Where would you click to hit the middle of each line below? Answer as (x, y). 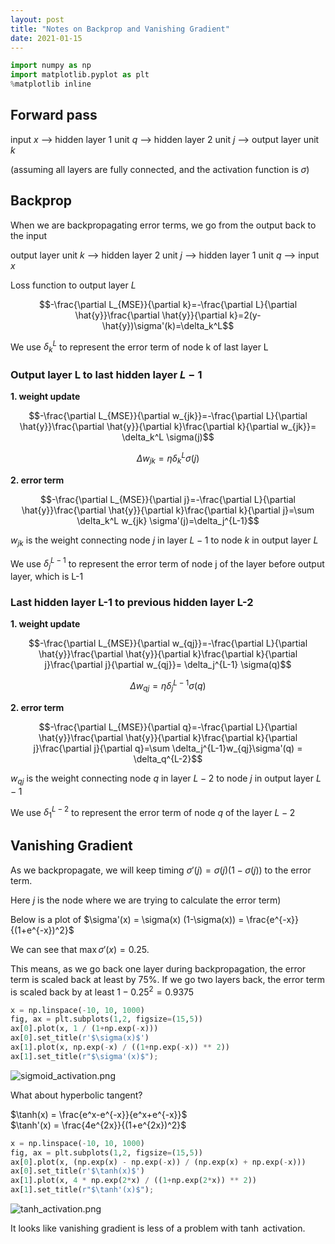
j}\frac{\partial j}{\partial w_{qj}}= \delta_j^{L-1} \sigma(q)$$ (168, 665)
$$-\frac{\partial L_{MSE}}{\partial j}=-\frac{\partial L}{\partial (168, 499)
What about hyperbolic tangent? (76, 1095)
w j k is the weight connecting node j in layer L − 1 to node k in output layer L (164, 541)
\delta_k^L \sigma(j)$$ (168, 437)
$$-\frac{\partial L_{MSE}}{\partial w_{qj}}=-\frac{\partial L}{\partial (168, 643)
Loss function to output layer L (73, 285)
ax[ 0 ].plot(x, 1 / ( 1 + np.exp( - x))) (84, 1029)
